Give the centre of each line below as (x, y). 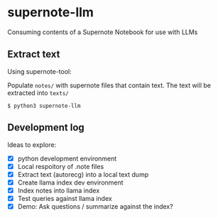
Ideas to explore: (32, 145)
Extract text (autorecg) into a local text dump (83, 174)
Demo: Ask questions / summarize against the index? (95, 206)
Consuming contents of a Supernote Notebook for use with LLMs (103, 32)
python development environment (67, 158)
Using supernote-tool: (40, 71)
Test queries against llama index (65, 198)
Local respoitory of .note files (61, 166)
